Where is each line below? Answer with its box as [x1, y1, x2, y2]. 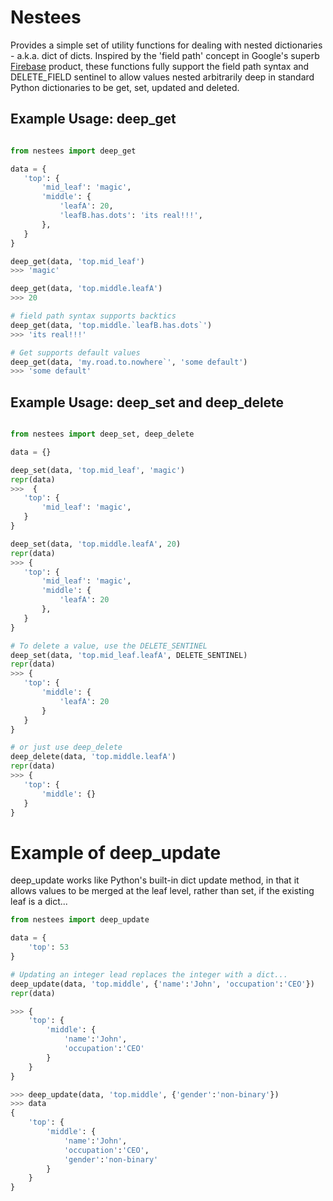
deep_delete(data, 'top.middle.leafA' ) [10, 752, 177, 762]
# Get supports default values [10, 347, 141, 358]
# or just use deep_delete [10, 742, 123, 753]
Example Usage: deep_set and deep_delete [10, 394, 285, 411]
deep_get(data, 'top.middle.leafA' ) [10, 284, 163, 294]
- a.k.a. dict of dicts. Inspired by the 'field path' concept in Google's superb [10, 49, 320, 61]
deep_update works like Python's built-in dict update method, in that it [10, 874, 300, 886]
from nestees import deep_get [10, 146, 137, 156]
